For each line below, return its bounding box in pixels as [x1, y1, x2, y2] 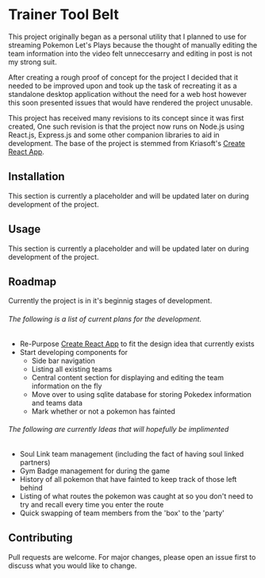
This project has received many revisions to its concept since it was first [8, 113, 244, 122]
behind [19, 483, 44, 492]
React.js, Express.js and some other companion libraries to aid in [8, 129, 220, 140]
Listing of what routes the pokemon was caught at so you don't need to [19, 491, 254, 501]
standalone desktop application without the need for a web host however [8, 89, 248, 98]
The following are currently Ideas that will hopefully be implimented [8, 425, 229, 434]
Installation [8, 170, 65, 183]
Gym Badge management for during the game [19, 466, 171, 476]
